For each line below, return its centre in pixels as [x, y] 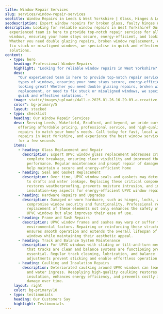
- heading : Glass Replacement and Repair [60, 150]
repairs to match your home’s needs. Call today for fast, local [85, 132]
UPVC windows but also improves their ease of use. [80, 213]
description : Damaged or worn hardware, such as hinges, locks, [89, 200]
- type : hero [23, 59]
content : [14, 55]
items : [20, 146]
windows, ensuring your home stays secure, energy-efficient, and [78, 37]
